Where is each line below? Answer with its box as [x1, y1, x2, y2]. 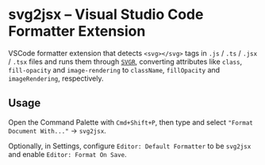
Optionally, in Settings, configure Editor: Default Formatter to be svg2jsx [8, 141, 252, 151]
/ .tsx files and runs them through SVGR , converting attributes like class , [8, 57, 243, 66]
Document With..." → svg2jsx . [8, 126, 107, 135]
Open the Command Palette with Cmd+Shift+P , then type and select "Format [8, 117, 254, 127]
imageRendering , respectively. [8, 73, 104, 83]
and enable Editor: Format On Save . [8, 149, 127, 159]
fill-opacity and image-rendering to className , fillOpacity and [8, 65, 221, 74]
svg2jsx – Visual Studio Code [8, 6, 204, 24]
